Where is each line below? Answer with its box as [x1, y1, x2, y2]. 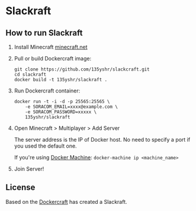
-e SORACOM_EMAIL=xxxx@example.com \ [25, 104, 118, 110]
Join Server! [14, 165, 44, 172]
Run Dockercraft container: [14, 87, 81, 94]
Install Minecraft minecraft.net [14, 43, 88, 50]
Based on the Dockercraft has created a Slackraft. [5, 198, 128, 205]
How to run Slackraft [5, 28, 83, 38]
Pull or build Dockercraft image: [14, 55, 92, 62]
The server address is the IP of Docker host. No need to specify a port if [14, 136, 191, 143]
